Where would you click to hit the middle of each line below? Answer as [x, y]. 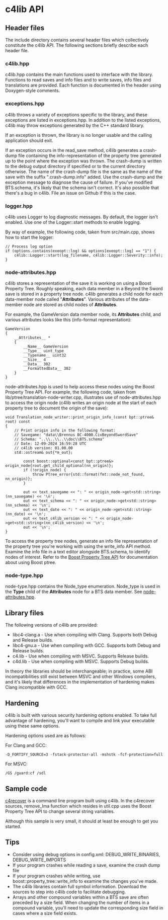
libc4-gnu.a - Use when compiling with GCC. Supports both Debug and [86, 645]
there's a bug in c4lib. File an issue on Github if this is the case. [71, 193]
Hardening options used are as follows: [46, 736]
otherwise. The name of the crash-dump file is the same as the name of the [83, 172]
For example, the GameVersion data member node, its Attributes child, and [83, 314]
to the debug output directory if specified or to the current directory [75, 166]
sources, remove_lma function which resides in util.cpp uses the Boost [78, 806]
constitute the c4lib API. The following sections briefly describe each [77, 45]
